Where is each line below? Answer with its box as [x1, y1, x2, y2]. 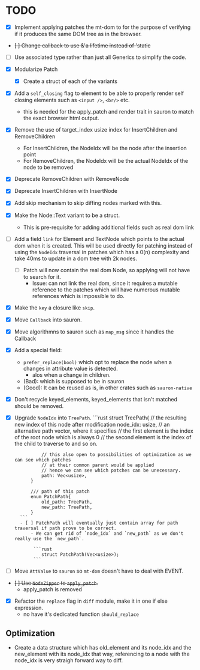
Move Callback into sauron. [14, 316, 82, 323]
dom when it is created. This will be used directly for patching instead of [14, 242, 193, 249]
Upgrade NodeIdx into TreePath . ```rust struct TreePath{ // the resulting [14, 414, 187, 421]
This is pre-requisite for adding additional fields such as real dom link [23, 224, 194, 231]
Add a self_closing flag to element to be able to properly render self [14, 90, 184, 97]
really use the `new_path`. [14, 536, 84, 542]
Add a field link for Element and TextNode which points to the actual [14, 235, 185, 242]
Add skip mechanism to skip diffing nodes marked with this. [14, 199, 162, 207]
